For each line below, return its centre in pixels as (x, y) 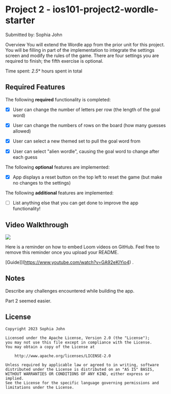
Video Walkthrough (37, 225)
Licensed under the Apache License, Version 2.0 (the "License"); (78, 338)
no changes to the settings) (42, 183)
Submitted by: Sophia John (34, 34)
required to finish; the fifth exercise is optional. (54, 61)
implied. (15, 378)
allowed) (22, 131)
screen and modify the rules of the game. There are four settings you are (82, 56)
